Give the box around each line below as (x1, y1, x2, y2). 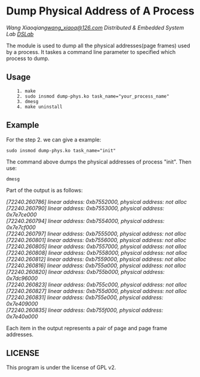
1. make (17, 88, 36, 94)
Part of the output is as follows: (6, 186, 83, 194)
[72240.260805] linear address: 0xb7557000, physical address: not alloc (6, 243, 187, 250)
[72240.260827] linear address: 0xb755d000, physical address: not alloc (6, 287, 187, 294)
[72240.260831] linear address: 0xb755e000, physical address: (6, 294, 164, 301)
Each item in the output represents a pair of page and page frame (6, 324, 167, 331)
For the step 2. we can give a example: (6, 136, 101, 143)
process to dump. (6, 55, 50, 62)
